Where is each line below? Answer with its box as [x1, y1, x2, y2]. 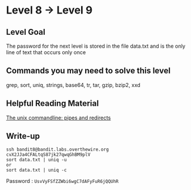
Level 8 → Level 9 [6, 4, 93, 17]
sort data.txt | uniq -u [6, 157, 67, 163]
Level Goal [6, 27, 46, 37]
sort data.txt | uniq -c [6, 167, 67, 174]
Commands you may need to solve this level [6, 66, 171, 76]
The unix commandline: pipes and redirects [6, 114, 111, 121]
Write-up [6, 131, 40, 141]
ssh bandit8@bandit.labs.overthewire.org [6, 146, 109, 153]
